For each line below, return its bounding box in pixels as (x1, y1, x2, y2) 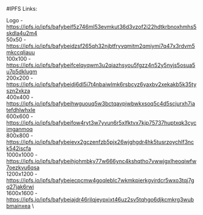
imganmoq (6, 126, 33, 132)
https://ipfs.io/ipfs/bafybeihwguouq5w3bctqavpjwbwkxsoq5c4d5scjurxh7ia (6, 100, 195, 107)
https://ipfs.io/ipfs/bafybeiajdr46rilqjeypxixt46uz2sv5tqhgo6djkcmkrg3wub (6, 196, 195, 203)
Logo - (6, 17, 23, 23)
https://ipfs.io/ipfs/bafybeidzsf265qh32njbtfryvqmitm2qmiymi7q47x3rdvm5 (6, 42, 195, 49)
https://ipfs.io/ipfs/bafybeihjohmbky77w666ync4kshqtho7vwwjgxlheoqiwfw (6, 158, 197, 164)
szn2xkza (6, 87, 30, 94)
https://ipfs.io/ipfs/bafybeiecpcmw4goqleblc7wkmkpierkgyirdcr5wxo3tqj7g (6, 177, 195, 184)
